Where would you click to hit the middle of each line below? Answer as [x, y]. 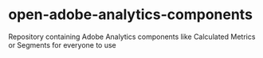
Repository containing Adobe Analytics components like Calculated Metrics [132, 37]
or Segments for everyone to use [63, 44]
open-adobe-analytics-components [131, 15]
